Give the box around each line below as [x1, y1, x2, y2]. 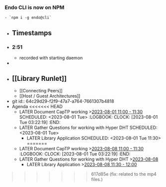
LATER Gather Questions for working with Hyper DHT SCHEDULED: [19, 125, 158, 130]
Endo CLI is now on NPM [4, 4, 65, 11]
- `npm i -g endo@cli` [4, 15, 52, 20]
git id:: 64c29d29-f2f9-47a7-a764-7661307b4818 [11, 98, 114, 104]
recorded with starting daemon [19, 55, 83, 61]
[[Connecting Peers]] [19, 87, 63, 93]
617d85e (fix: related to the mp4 [91, 171, 157, 177]
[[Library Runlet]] [11, 74, 67, 83]
